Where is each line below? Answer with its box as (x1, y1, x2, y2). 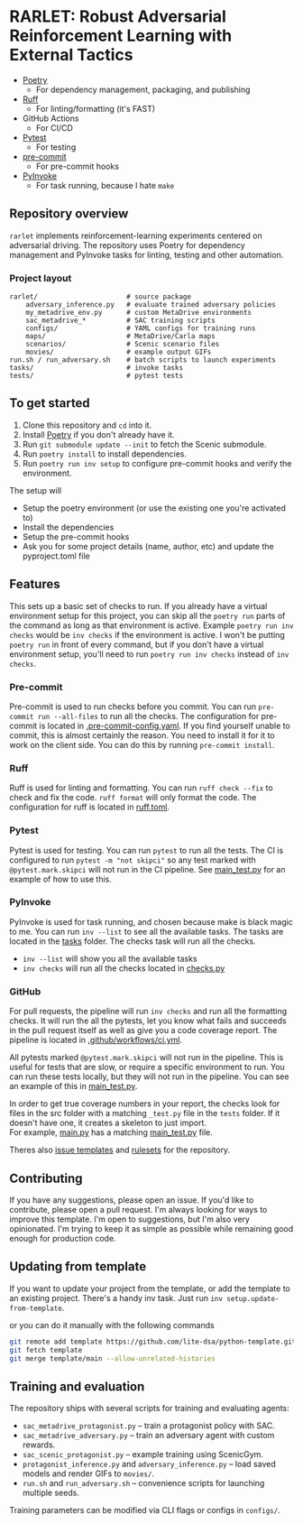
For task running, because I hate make (35, 180, 175, 190)
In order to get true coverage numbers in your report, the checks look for (9, 1098, 280, 1109)
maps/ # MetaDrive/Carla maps (25, 332, 216, 341)
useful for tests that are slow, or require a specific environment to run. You (9, 1062, 286, 1073)
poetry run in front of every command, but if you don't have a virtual (9, 639, 264, 650)
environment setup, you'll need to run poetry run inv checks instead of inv (9, 648, 289, 660)
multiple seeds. (22, 1487, 79, 1499)
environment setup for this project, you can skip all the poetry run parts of (9, 610, 286, 621)
